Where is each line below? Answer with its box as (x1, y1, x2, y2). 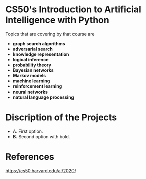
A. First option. (12, 128, 43, 134)
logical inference (12, 56, 49, 62)
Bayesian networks (12, 67, 54, 73)
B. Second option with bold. (12, 133, 70, 139)
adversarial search (12, 46, 53, 52)
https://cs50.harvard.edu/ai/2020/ (5, 167, 77, 174)
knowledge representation (12, 51, 69, 57)
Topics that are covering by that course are (5, 31, 95, 37)
